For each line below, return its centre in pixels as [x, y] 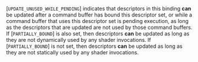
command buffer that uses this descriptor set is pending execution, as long [98, 21]
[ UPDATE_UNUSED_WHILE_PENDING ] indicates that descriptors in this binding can [99, 9]
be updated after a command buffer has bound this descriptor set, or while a [99, 15]
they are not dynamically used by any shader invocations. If [79, 40]
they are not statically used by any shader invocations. [72, 52]
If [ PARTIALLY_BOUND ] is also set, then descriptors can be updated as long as [98, 34]
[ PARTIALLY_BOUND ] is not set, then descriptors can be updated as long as [94, 46]
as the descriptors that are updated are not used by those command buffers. [99, 27]
